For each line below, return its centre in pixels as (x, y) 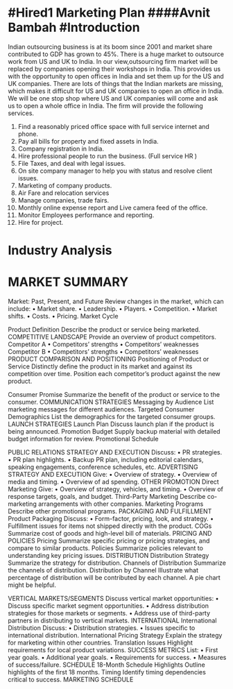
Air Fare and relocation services (63, 193)
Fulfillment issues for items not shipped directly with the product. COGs (110, 526)
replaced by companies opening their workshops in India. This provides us (114, 69)
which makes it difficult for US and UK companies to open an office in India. (116, 91)
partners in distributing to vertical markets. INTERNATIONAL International (112, 621)
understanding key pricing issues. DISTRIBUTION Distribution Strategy (109, 556)
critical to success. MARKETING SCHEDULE (71, 680)
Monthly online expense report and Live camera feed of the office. (113, 207)
